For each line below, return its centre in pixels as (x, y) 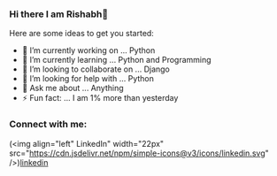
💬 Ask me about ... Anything (73, 88)
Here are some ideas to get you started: (82, 34)
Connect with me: (48, 125)
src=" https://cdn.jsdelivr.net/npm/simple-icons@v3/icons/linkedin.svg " (139, 153)
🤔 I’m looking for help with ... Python (88, 79)
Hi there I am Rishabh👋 (59, 14)
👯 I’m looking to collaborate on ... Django (96, 69)
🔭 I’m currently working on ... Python (88, 50)
